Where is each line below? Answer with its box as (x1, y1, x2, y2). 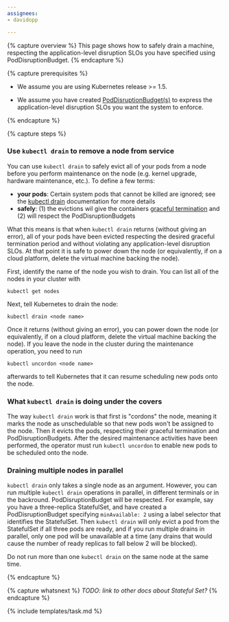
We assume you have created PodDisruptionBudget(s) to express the (16, 95, 213, 103)
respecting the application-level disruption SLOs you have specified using (7, 49, 216, 57)
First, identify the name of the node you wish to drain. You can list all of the (7, 267, 219, 275)
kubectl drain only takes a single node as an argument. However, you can (7, 481, 217, 490)
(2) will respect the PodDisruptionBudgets (16, 212, 136, 220)
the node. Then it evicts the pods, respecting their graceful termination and (7, 427, 219, 435)
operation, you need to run (7, 347, 82, 355)
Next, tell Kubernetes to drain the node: (7, 299, 119, 308)
